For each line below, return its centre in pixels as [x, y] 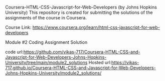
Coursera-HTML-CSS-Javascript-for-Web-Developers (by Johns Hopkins [81, 7]
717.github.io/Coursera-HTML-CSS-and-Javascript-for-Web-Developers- [81, 68]
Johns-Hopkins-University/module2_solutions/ [53, 73]
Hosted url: [100, 62]
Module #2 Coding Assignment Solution [46, 42]
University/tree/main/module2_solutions [46, 62]
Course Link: [18, 27]
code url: [15, 52]
